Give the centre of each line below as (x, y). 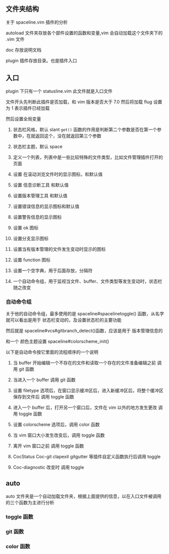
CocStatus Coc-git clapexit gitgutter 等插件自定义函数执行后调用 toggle (87, 456)
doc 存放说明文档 (24, 50)
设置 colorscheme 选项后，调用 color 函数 (56, 424)
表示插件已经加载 (32, 108)
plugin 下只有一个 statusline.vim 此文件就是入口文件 (59, 91)
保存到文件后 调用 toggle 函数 (44, 396)
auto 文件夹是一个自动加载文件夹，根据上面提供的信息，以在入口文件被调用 (83, 496)
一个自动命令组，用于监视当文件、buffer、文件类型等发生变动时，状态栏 (88, 281)
